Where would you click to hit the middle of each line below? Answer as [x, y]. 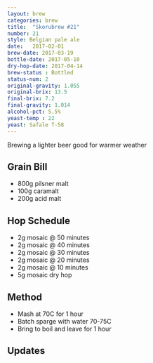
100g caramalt [38, 191]
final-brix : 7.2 [31, 99]
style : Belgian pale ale [44, 40]
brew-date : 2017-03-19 [40, 53]
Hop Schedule [39, 221]
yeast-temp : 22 [31, 118]
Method [25, 297]
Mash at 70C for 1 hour [51, 314]
